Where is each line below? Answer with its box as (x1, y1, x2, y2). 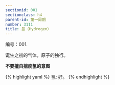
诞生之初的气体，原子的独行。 (5, 52, 68, 58)
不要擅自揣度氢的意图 (5, 63, 50, 69)
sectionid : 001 (5, 7, 38, 13)
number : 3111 (5, 22, 33, 27)
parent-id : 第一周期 (5, 17, 46, 22)
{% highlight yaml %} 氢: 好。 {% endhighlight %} (5, 74, 110, 80)
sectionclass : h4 (5, 12, 42, 17)
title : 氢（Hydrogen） (5, 27, 52, 32)
